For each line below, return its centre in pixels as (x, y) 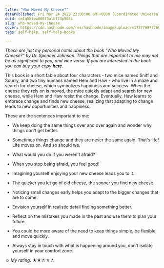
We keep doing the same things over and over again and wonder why (82, 125)
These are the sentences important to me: (47, 116)
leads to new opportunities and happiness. (48, 106)
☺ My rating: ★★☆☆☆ (30, 260)
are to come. (25, 197)
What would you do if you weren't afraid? (53, 154)
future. (19, 221)
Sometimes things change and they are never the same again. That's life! (85, 140)
